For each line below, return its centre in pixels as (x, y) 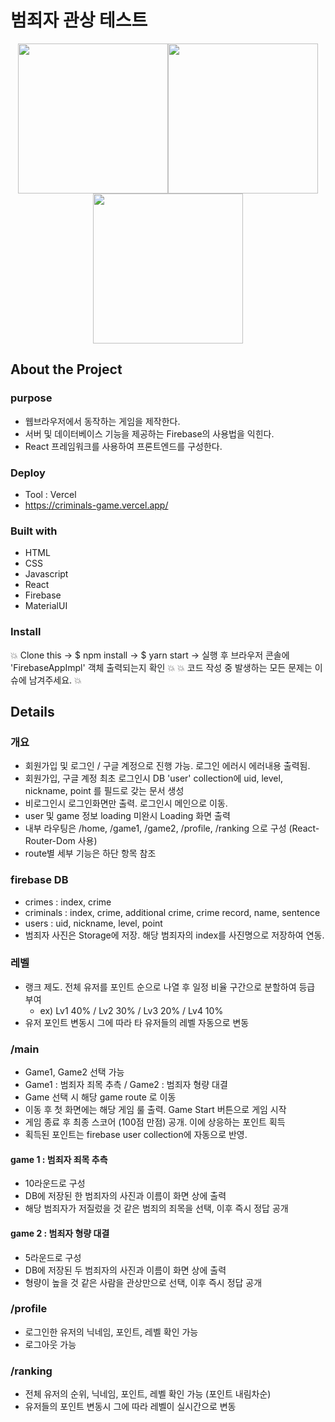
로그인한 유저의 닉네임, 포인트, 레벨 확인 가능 (111, 1332)
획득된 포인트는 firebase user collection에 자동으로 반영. (136, 1135)
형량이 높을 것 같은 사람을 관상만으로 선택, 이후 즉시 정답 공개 (143, 1282)
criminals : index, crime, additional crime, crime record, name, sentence (172, 912)
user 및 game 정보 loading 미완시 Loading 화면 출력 (127, 816)
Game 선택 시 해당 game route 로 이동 (100, 1097)
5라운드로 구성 (53, 1257)
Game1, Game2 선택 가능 (74, 1072)
